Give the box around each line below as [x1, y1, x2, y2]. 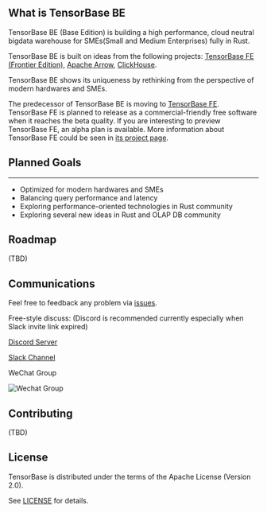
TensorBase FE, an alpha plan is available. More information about [8, 124, 225, 134]
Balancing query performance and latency [19, 192, 158, 202]
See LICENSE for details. [8, 496, 89, 505]
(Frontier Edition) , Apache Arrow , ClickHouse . [8, 60, 157, 69]
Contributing [8, 406, 73, 420]
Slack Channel [8, 353, 56, 363]
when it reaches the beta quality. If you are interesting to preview [8, 115, 221, 126]
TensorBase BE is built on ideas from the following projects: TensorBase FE [8, 51, 254, 60]
